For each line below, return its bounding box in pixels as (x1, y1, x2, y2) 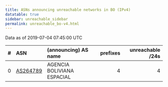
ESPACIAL (46, 74, 71, 81)
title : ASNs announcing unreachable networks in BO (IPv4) (5, 7, 131, 12)
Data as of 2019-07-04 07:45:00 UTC (5, 35, 82, 41)
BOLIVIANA (46, 68, 74, 75)
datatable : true (5, 12, 39, 17)
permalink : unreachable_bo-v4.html (5, 21, 79, 26)
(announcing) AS (46, 47, 88, 54)
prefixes (99, 50, 120, 57)
